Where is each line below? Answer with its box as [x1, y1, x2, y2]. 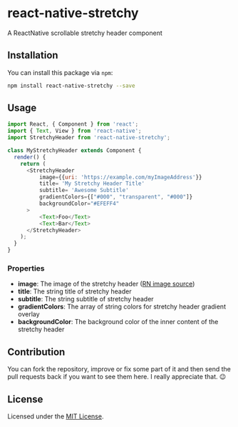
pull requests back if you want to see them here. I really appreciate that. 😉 [7, 373, 227, 381]
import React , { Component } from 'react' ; [7, 121, 139, 128]
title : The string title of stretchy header [17, 287, 132, 296]
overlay [17, 310, 41, 318]
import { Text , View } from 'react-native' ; [7, 127, 142, 135]
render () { [14, 154, 46, 161]
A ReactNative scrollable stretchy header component [7, 29, 162, 37]
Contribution [7, 346, 66, 358]
